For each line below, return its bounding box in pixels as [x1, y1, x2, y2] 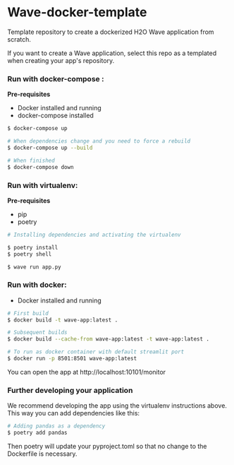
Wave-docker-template [7, 4, 147, 20]
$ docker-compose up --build [7, 144, 93, 151]
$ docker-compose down [7, 163, 74, 170]
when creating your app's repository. [7, 56, 115, 64]
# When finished [7, 157, 55, 164]
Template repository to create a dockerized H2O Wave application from [7, 28, 214, 36]
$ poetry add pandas [7, 429, 68, 437]
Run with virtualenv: [7, 180, 78, 190]
